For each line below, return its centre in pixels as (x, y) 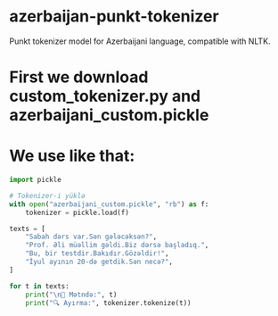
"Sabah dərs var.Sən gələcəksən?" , (91, 237)
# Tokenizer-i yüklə (48, 195)
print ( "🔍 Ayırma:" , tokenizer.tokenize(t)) (108, 303)
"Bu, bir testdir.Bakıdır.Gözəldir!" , (97, 254)
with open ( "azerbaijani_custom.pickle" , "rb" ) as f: (109, 204)
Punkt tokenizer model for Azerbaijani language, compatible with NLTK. (140, 41)
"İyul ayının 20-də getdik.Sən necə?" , (99, 262)
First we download (79, 77)
